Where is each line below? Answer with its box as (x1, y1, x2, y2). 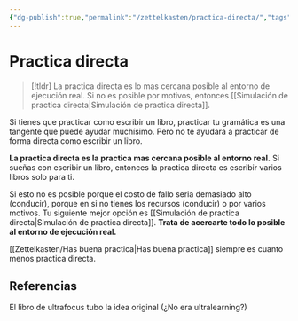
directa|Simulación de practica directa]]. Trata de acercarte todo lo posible (9, 216, 286, 227)
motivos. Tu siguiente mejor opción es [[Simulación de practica (9, 207, 239, 218)
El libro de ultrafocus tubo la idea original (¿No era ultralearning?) (9, 302, 247, 313)
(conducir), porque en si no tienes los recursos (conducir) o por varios (9, 198, 266, 208)
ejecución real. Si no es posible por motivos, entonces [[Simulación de (30, 90, 288, 100)
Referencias (9, 278, 78, 294)
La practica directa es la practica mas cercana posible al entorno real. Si (9, 153, 280, 163)
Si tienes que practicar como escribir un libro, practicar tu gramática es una (9, 116, 286, 127)
